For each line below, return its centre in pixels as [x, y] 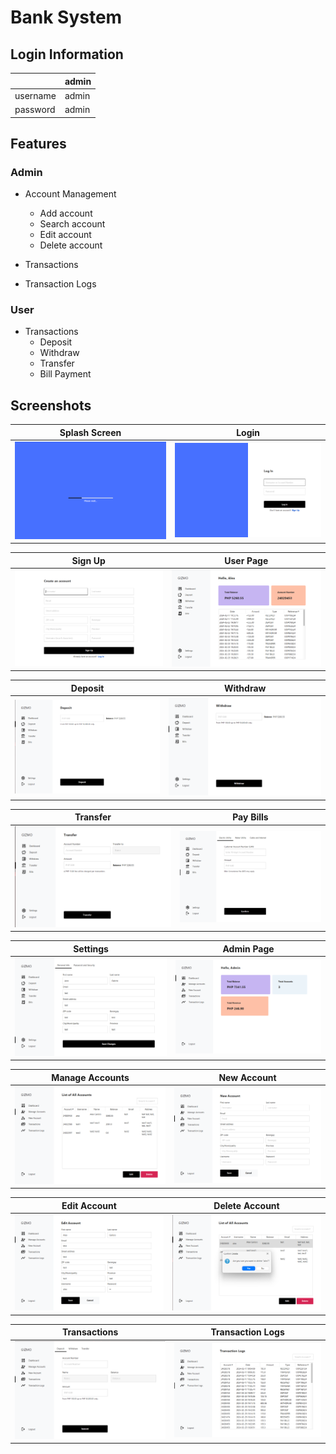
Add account [66, 213]
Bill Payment [65, 374]
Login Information [67, 54]
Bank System [66, 17]
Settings [91, 948]
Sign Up [88, 560]
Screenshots [51, 405]
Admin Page [248, 948]
